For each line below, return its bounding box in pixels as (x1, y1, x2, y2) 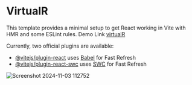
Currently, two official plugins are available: (6, 42, 114, 49)
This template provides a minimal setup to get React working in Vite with (6, 24, 186, 31)
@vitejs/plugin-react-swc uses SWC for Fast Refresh (14, 60, 147, 68)
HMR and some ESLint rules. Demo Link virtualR (6, 30, 126, 37)
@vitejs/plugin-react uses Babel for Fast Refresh (14, 54, 136, 61)
